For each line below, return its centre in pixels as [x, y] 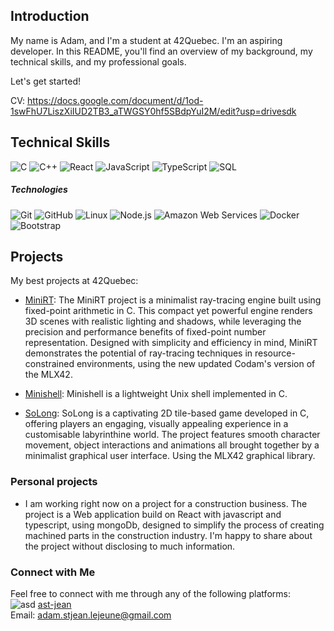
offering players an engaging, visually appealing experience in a [156, 424]
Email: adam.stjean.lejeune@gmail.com [91, 615]
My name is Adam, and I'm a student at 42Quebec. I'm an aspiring [146, 40]
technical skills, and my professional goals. [98, 61]
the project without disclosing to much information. [130, 546]
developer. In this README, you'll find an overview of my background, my [161, 51]
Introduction [50, 16]
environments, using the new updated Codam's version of [196, 364]
